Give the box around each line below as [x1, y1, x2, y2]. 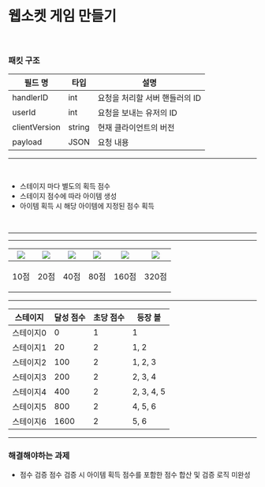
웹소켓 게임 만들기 [8, 7, 117, 25]
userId [12, 107, 36, 118]
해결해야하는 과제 [8, 451, 70, 462]
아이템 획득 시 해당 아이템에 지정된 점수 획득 [19, 201, 155, 211]
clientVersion [12, 122, 61, 133]
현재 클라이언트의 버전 [97, 122, 175, 133]
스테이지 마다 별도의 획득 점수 [19, 182, 110, 191]
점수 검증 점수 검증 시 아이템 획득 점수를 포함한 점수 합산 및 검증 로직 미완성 [19, 470, 251, 479]
